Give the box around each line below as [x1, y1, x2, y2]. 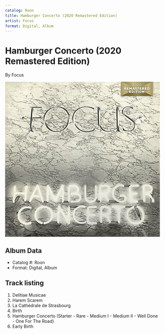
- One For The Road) [12, 318, 54, 324]
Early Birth [12, 323, 33, 329]
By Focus [5, 72, 24, 78]
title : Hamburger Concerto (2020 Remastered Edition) [5, 13, 118, 18]
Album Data [5, 246, 42, 255]
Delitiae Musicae [12, 292, 46, 298]
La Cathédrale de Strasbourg [12, 303, 71, 308]
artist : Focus [5, 18, 34, 23]
